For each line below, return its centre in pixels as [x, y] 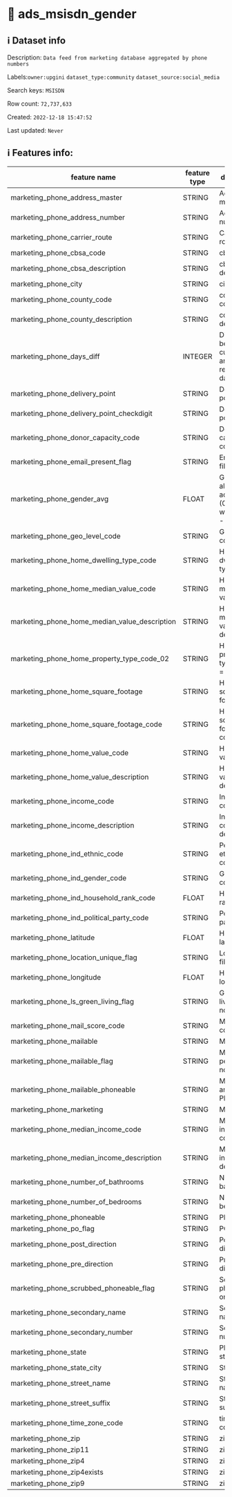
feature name [93, 177]
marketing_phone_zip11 [50, 1449]
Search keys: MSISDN [36, 90]
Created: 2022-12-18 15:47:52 [50, 117]
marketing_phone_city [47, 284]
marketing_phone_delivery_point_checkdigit [82, 413]
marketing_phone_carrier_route [61, 237]
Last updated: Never [35, 130]
